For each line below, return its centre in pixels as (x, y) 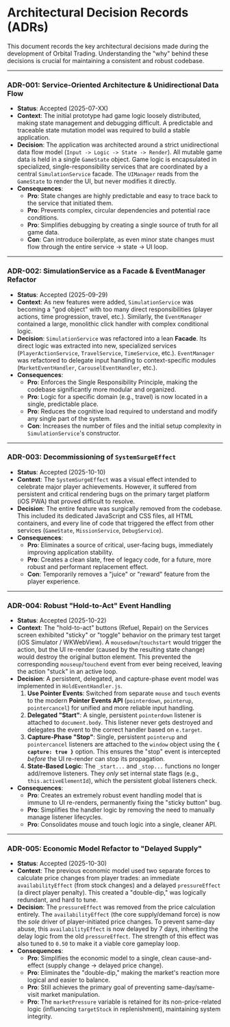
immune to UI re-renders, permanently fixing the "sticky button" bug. (125, 803)
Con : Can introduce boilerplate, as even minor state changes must (120, 240)
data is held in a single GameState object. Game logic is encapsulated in (117, 160)
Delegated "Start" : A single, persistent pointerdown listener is (114, 715)
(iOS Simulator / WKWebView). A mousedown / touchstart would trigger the (119, 642)
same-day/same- (191, 987)
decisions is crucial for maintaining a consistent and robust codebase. (106, 60)
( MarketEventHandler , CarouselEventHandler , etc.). (87, 367)
